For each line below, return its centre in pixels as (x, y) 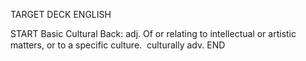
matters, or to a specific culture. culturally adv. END (118, 45)
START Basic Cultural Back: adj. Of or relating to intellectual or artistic (153, 33)
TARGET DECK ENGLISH (61, 14)
